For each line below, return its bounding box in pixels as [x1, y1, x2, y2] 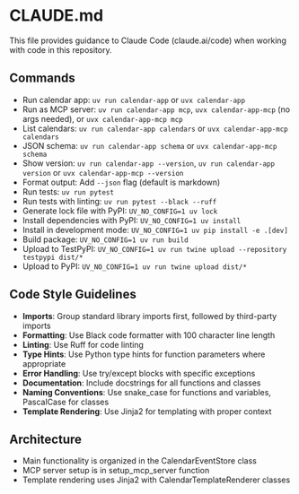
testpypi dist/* [22, 253, 84, 262]
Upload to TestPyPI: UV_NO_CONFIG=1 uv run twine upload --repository [22, 243, 287, 254]
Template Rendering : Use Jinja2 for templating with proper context [22, 405, 272, 417]
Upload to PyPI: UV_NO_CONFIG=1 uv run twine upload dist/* [22, 261, 247, 272]
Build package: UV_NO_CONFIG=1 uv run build [22, 234, 189, 245]
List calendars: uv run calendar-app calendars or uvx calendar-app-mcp [22, 123, 289, 134]
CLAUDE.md [9, 5, 104, 26]
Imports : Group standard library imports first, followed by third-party [22, 310, 277, 321]
